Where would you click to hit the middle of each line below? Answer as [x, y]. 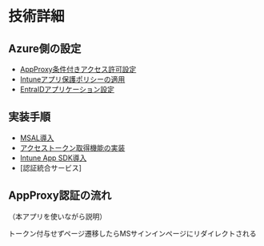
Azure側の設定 [45, 48]
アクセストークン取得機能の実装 [72, 147]
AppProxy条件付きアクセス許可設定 [78, 69]
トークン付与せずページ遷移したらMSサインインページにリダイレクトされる [133, 233]
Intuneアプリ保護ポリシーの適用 [72, 79]
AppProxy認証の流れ [60, 196]
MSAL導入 [37, 138]
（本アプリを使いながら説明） [57, 216]
